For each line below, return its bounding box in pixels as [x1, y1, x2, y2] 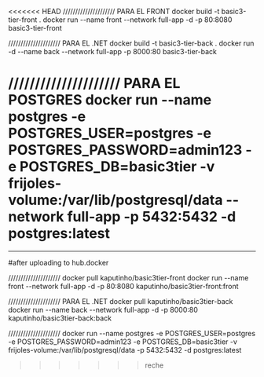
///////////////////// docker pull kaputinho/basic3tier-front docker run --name [8, 273, 249, 282]
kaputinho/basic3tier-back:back [8, 313, 112, 323]
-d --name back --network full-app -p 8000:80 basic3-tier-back [8, 47, 218, 56]
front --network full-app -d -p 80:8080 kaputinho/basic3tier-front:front [8, 281, 239, 291]
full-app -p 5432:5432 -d [67, 208, 236, 226]
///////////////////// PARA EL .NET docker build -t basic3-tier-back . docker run [8, 38, 255, 48]
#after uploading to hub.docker [8, 258, 109, 267]
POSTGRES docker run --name [8, 91, 212, 109]
